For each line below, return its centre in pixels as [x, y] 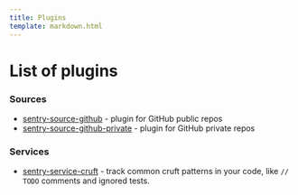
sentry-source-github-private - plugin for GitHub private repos [139, 128]
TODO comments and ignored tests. [86, 181]
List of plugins [64, 71]
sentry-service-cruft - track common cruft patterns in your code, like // [155, 172]
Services [29, 152]
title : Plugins [38, 18]
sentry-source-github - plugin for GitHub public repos [122, 118]
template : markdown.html [56, 26]
